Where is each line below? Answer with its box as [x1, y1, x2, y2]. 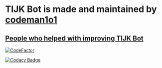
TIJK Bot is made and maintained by [5, 3, 157, 15]
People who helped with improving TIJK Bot [5, 34, 144, 42]
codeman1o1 [5, 14, 57, 25]
